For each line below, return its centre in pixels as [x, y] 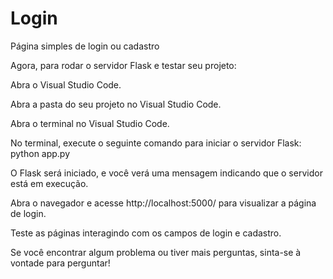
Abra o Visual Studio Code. [66, 84]
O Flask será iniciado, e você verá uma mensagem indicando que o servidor [166, 173]
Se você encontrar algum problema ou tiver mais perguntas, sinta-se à [156, 252]
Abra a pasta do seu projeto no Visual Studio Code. [116, 104]
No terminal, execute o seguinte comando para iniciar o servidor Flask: [156, 143]
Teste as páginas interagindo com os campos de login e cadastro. [146, 233]
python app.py [40, 153]
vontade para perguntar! [60, 263]
